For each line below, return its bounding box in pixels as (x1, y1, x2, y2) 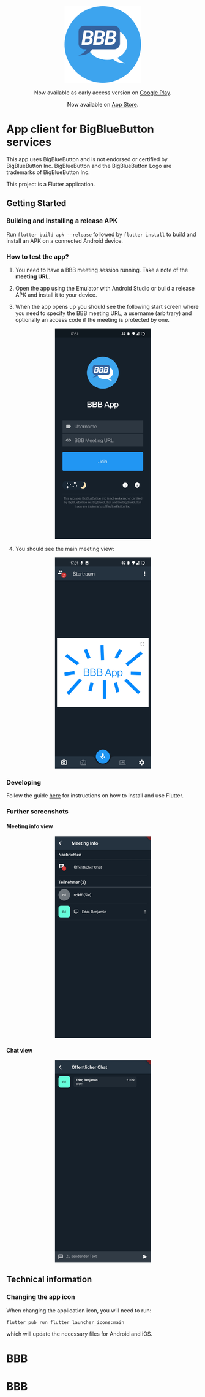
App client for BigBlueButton (6, 123, 154, 136)
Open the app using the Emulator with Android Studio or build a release (15, 284, 195, 292)
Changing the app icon (6, 1293, 75, 1301)
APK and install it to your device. (15, 291, 97, 299)
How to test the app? (6, 252, 69, 261)
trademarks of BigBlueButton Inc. (6, 169, 90, 176)
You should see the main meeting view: (15, 546, 114, 553)
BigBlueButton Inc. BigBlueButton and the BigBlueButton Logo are (6, 162, 172, 169)
